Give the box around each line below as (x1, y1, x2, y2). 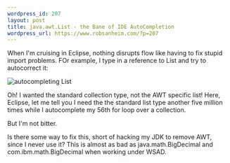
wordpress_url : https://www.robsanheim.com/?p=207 (7, 29, 159, 37)
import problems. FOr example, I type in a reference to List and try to (7, 57, 206, 65)
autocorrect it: (7, 64, 49, 72)
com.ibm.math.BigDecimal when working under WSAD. (7, 148, 167, 156)
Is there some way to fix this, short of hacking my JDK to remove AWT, (7, 133, 212, 141)
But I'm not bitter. (7, 120, 58, 128)
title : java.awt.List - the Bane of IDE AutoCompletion (7, 23, 174, 30)
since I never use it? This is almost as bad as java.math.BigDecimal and (7, 141, 213, 149)
